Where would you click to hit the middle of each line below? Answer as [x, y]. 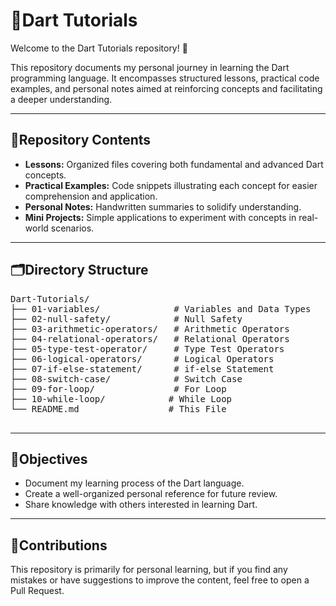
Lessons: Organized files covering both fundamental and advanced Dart [174, 164]
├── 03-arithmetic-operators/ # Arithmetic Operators [150, 328]
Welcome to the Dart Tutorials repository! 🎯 [99, 48]
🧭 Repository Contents [81, 140]
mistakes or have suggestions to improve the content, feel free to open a [160, 580]
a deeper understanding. [61, 99]
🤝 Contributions [59, 545]
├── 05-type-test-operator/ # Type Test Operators [147, 348]
